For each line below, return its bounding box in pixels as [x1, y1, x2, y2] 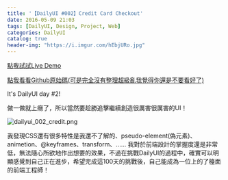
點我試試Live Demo [7, 62, 62, 69]
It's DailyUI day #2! [7, 90, 61, 98]
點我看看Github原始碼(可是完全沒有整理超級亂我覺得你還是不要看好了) [7, 76, 204, 84]
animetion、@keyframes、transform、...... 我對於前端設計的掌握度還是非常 [7, 140, 218, 148]
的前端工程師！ [7, 166, 49, 174]
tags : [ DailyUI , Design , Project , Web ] [7, 23, 121, 29]
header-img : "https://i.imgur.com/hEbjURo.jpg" [7, 42, 146, 49]
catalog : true [7, 36, 48, 42]
